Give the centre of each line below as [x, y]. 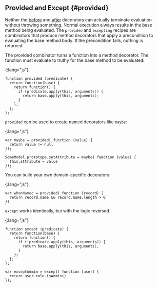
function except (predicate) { [37, 229]
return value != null [31, 144]
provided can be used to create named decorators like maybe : [66, 122]
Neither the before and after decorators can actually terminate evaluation [79, 19]
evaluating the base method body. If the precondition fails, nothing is [74, 40]
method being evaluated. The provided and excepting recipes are [70, 30]
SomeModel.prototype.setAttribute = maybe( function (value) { [71, 157]
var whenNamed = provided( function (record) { [54, 193]
